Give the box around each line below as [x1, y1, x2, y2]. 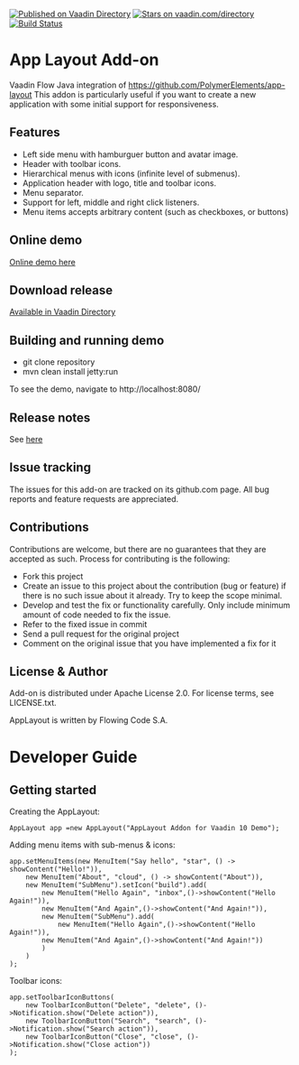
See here [9, 434, 43, 444]
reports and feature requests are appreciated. [9, 493, 179, 505]
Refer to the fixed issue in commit [22, 618, 148, 629]
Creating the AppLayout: [9, 806, 101, 817]
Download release [9, 282, 113, 298]
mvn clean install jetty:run [22, 366, 119, 377]
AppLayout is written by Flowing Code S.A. [9, 715, 168, 726]
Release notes [9, 410, 91, 425]
